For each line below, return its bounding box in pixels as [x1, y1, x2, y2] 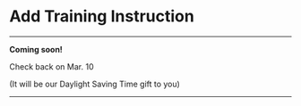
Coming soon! [9, 44, 63, 54]
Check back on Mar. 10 [9, 61, 94, 72]
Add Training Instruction [9, 6, 194, 27]
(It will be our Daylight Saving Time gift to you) [9, 78, 181, 89]
